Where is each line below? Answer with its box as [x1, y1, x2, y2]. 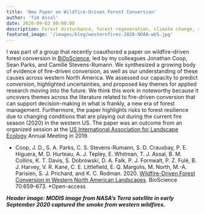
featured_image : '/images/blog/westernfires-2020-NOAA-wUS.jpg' [6, 32, 173, 38]
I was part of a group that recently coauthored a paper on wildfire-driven [6, 48, 189, 55]
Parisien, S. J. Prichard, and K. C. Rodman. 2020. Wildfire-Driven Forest [15, 170, 195, 177]
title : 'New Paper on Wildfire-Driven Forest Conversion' [6, 9, 157, 15]
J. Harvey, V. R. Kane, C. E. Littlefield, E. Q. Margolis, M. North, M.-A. [15, 164, 187, 171]
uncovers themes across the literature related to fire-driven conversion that [6, 94, 196, 101]
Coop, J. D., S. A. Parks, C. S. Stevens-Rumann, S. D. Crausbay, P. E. [15, 144, 188, 151]
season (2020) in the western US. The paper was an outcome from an [6, 119, 182, 126]
